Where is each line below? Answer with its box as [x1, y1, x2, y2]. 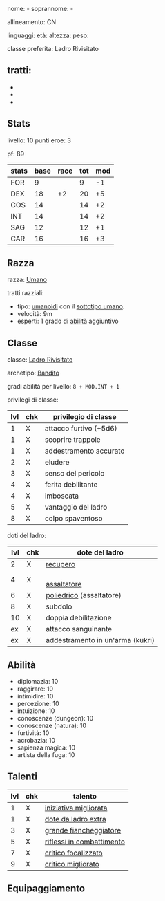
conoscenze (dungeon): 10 [17, 714, 94, 723]
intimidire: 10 [17, 692, 54, 700]
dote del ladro [77, 548, 124, 557]
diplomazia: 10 [17, 678, 59, 686]
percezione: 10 [17, 700, 59, 708]
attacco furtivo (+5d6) [44, 424, 117, 434]
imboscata [44, 491, 79, 501]
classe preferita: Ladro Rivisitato [7, 45, 99, 53]
